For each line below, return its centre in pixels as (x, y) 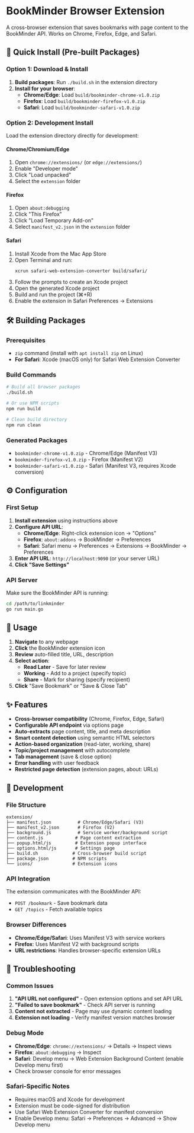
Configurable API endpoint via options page (69, 725)
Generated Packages (37, 440)
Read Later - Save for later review (65, 667)
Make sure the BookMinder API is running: (58, 593)
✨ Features (27, 705)
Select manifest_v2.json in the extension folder (72, 227)
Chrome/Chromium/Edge (38, 149)
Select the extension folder (48, 181)
